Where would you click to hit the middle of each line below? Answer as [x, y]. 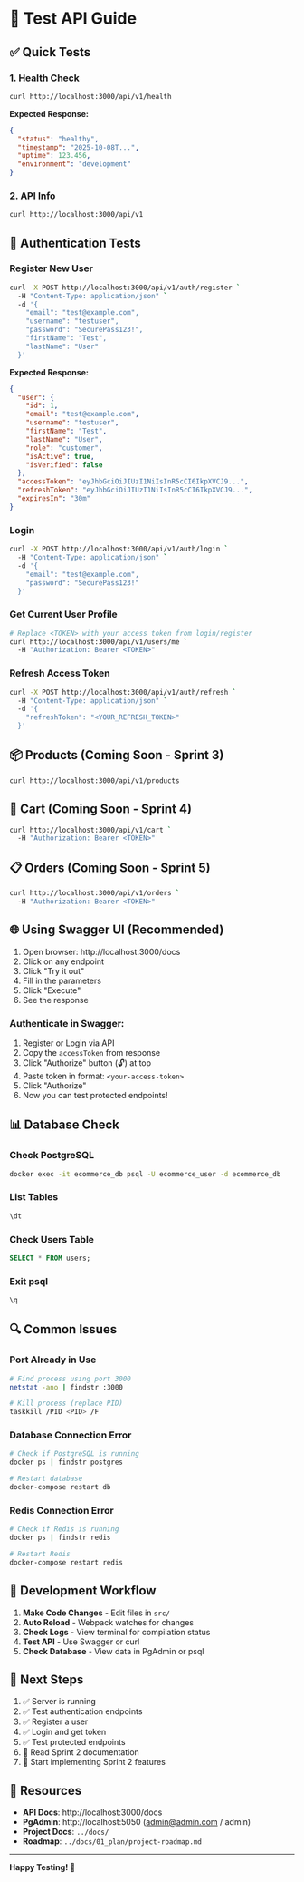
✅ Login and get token [64, 1732]
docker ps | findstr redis [60, 1538]
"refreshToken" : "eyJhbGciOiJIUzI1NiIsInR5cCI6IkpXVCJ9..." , [135, 490]
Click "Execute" [52, 990]
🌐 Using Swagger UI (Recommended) [117, 930]
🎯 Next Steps [47, 1679]
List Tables [34, 1197]
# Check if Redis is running [64, 1529]
